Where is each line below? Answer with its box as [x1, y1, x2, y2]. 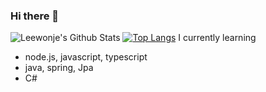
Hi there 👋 [10, 9, 60, 23]
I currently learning [178, 32, 257, 44]
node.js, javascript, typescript [24, 51, 148, 63]
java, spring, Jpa [24, 62, 94, 74]
